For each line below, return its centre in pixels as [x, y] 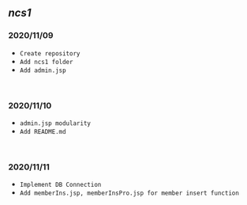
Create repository [50, 53]
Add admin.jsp [43, 70]
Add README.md [43, 131]
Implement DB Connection [60, 185]
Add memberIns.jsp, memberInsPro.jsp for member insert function [129, 193]
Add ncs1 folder [46, 62]
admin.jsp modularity [55, 123]
